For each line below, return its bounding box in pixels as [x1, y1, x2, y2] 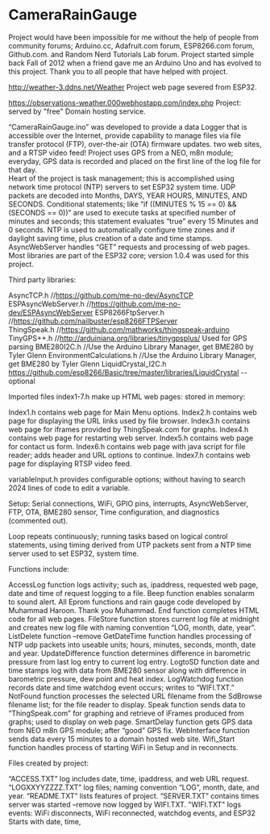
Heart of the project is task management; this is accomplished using [8, 173, 235, 183]
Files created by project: [8, 758, 89, 768]
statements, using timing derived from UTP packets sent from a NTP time [8, 540, 251, 549]
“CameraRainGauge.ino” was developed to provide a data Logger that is [8, 122, 247, 131]
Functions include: [8, 564, 70, 573]
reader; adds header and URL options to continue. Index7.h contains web [8, 450, 251, 460]
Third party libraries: [8, 274, 77, 284]
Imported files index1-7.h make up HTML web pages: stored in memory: [8, 391, 246, 401]
